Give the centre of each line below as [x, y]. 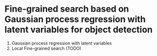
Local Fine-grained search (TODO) [46, 48]
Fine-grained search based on [67, 9]
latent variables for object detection [79, 30]
